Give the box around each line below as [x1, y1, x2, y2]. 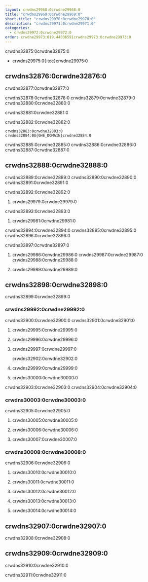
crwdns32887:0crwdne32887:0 [5, 146, 70, 153]
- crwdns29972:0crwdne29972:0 [9, 30, 72, 35]
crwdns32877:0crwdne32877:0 [5, 85, 70, 91]
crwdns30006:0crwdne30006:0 [12, 427, 78, 433]
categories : [5, 26, 30, 31]
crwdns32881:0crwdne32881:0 [5, 109, 69, 115]
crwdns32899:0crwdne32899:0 [5, 294, 71, 300]
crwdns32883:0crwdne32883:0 [5, 129, 63, 134]
